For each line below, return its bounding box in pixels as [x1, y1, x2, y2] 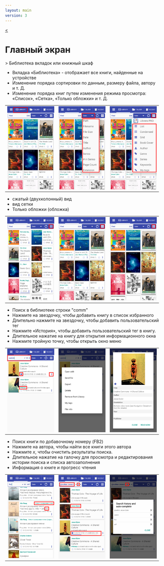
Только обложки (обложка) [12, 207, 69, 212]
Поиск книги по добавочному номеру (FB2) [12, 439, 103, 444]
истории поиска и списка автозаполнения [12, 459, 100, 465]
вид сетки [12, 201, 33, 207]
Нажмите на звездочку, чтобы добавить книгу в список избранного [12, 312, 154, 318]
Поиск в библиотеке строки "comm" [12, 307, 88, 313]
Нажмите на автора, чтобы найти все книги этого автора [12, 443, 132, 449]
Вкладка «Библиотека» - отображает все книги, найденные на [12, 70, 143, 76]
